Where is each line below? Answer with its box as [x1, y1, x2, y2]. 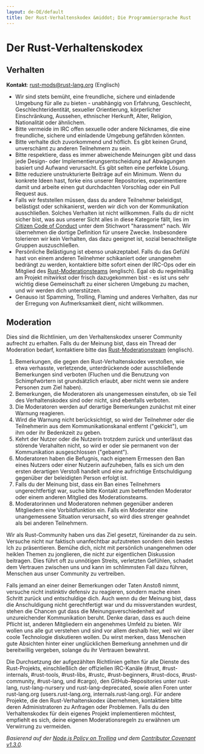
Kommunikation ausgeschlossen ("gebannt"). [15, 448, 129, 456]
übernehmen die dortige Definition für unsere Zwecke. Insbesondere [15, 229, 187, 236]
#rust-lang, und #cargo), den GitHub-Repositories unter [36, 677, 177, 685]
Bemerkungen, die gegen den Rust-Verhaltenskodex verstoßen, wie [15, 358, 185, 365]
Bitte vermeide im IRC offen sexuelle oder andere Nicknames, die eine [15, 125, 191, 133]
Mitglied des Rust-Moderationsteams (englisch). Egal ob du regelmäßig [15, 267, 194, 274]
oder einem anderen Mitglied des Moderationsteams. [15, 494, 148, 501]
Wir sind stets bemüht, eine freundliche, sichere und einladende [15, 92, 175, 100]
